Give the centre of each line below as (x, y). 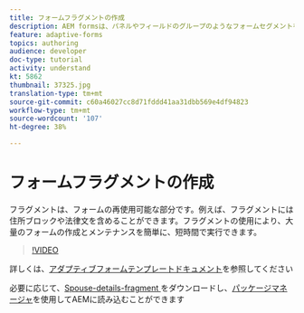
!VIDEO (45, 250)
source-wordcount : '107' (56, 119)
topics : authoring (44, 43)
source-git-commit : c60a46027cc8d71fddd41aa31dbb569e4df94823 (129, 102)
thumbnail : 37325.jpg (50, 85)
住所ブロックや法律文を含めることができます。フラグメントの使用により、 (147, 220)
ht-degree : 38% (38, 128)
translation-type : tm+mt (56, 93)
